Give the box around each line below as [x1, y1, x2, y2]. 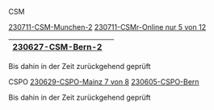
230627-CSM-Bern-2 [12, 42, 103, 52]
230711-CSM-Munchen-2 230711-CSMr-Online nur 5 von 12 [8, 22, 207, 31]
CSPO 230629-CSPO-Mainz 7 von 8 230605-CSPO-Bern [8, 77, 199, 87]
